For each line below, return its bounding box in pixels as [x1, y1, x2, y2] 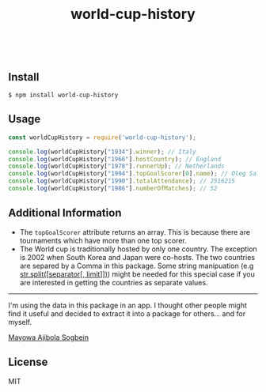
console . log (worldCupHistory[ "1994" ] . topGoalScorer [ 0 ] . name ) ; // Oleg [8, 170, 246, 178]
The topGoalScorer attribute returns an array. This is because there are [19, 227, 251, 236]
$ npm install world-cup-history [8, 91, 119, 99]
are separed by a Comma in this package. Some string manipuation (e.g [19, 261, 254, 270]
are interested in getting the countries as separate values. [19, 277, 208, 287]
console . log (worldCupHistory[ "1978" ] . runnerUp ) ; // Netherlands [8, 162, 225, 171]
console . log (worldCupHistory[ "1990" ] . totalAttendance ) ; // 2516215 [8, 177, 236, 185]
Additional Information [8, 206, 122, 220]
